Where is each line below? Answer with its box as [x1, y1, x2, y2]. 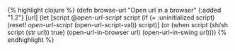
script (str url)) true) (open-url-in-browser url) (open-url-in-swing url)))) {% [7, 28, 227, 36]
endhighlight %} [7, 36, 55, 44]
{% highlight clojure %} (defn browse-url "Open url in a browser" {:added [7, 6, 222, 14]
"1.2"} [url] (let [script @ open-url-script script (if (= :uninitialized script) [7, 13, 215, 22]
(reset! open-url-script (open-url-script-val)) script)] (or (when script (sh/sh [7, 21, 229, 29]
